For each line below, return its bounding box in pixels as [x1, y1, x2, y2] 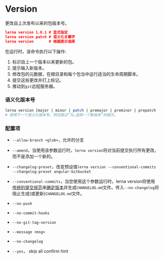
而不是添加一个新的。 [12, 153, 55, 159]
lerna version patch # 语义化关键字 [5, 34, 75, 40]
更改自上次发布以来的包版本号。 [5, 20, 69, 26]
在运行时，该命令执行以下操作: [5, 48, 67, 54]
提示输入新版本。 [12, 65, 47, 71]
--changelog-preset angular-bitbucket [12, 169, 91, 174]
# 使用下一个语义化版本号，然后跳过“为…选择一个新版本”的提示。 [5, 112, 118, 118]
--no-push [12, 201, 33, 206]
